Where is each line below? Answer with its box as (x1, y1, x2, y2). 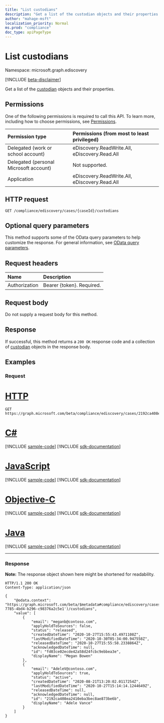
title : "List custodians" (5, 7, 58, 12)
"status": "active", (31, 675, 73, 680)
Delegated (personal (7, 158, 55, 165)
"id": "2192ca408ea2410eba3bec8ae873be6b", (31, 697, 121, 701)
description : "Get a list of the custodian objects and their (5, 12, 134, 17)
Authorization (7, 282, 39, 289)
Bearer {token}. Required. (43, 282, 101, 289)
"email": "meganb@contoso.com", (31, 619, 97, 624)
